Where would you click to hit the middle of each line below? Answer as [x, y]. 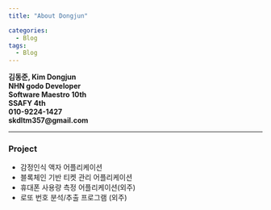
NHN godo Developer [45, 86]
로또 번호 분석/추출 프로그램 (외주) [73, 198]
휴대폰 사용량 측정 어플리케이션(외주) [77, 187]
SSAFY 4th [27, 103]
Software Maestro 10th [48, 94]
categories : [28, 30]
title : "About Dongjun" [48, 16]
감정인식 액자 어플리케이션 [61, 167]
